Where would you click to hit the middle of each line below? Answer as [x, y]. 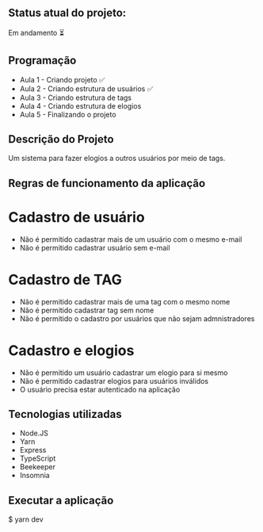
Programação [42, 61]
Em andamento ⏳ [36, 33]
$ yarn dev [26, 519]
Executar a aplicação [61, 500]
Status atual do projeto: [67, 13]
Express [33, 450]
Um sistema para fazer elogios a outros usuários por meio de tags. [117, 159]
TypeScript [38, 458]
